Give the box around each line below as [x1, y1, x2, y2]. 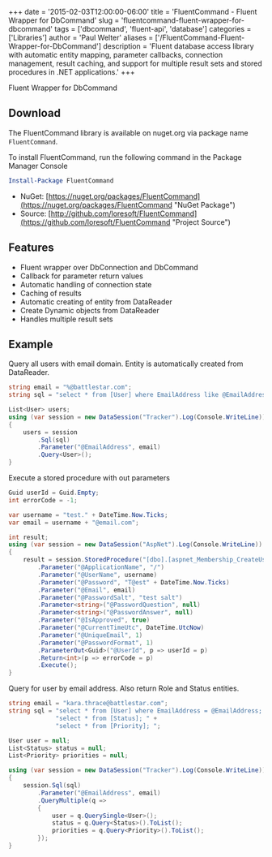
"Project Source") [172, 217, 231, 226]
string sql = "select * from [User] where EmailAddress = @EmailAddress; [8, 707, 263, 715]
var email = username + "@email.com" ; [8, 519, 139, 527]
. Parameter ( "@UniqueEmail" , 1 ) [37, 631, 143, 640]
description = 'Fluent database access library [103, 41, 254, 51]
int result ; [8, 533, 49, 541]
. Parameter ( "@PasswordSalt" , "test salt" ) [37, 593, 183, 601]
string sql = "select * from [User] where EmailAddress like [8, 391, 219, 399]
